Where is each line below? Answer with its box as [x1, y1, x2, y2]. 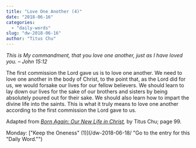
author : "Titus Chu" [6, 36, 57, 42]
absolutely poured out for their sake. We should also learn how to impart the [6, 94, 190, 101]
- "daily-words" [11, 25, 51, 31]
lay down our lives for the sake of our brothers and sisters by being [6, 88, 168, 95]
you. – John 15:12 [6, 58, 48, 65]
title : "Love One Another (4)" [6, 8, 82, 15]
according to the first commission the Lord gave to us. [6, 106, 136, 113]
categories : [6, 19, 35, 25]
